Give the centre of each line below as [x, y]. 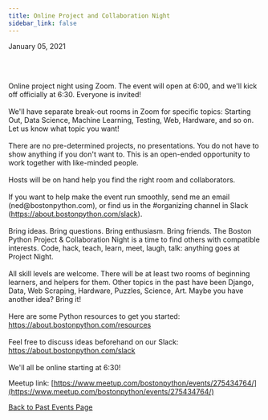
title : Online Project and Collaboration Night [89, 16]
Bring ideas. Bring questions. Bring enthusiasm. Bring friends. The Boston [130, 230]
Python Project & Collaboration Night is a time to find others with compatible [134, 239]
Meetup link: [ [31, 383]
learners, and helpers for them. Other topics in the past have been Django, [131, 282]
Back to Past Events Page [51, 407]
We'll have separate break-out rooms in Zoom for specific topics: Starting [130, 111]
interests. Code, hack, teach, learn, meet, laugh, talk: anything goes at [124, 248]
